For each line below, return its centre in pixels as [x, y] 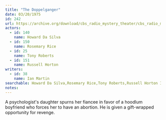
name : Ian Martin [32, 79]
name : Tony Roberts [34, 56]
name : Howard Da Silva [37, 38]
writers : [14, 70]
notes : [12, 88]
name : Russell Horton [36, 65]
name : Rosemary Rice [35, 46]
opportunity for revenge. [30, 112]
